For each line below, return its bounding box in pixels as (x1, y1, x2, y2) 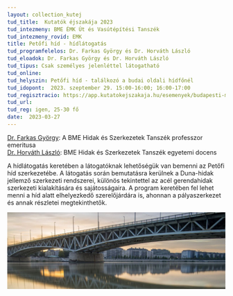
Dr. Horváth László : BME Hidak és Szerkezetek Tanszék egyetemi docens (7, 148, 217, 156)
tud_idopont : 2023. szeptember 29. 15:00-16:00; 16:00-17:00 (7, 84, 191, 92)
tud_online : (7, 69, 42, 76)
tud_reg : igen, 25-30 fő (7, 106, 79, 114)
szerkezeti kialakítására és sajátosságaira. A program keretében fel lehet (7, 184, 214, 192)
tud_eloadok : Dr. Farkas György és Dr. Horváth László (7, 55, 169, 62)
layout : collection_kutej (7, 11, 82, 18)
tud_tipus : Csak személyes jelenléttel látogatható (7, 62, 159, 69)
